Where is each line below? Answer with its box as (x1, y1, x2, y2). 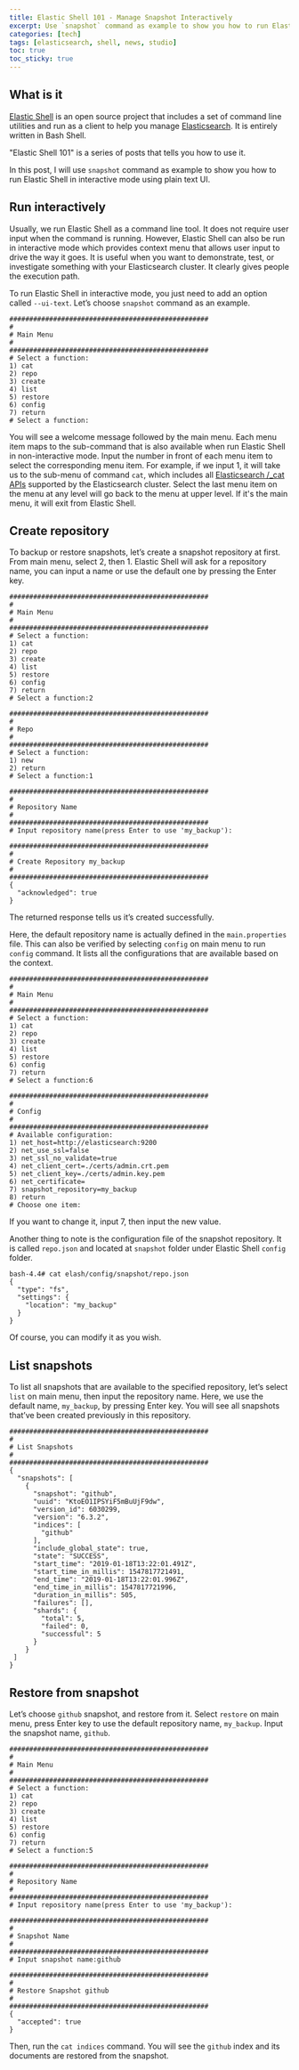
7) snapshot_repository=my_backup (9, 1185, 138, 1194)
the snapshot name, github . (9, 1728, 111, 1739)
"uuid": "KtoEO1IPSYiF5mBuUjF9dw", (32, 1498, 166, 1506)
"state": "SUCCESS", (32, 1552, 109, 1561)
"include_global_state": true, (32, 1544, 149, 1554)
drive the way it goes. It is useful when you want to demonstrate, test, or (9, 251, 274, 263)
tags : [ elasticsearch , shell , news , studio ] (9, 37, 177, 47)
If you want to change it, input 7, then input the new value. (9, 1216, 222, 1227)
